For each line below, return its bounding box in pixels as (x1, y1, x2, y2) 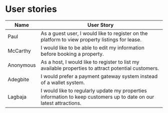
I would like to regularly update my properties (40, 87, 147, 94)
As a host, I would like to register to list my (40, 58, 139, 65)
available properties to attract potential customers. (40, 65, 159, 72)
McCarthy (7, 47, 31, 54)
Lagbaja (7, 93, 26, 100)
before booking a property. (40, 50, 104, 57)
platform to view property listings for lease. (40, 36, 141, 43)
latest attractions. (40, 100, 81, 107)
